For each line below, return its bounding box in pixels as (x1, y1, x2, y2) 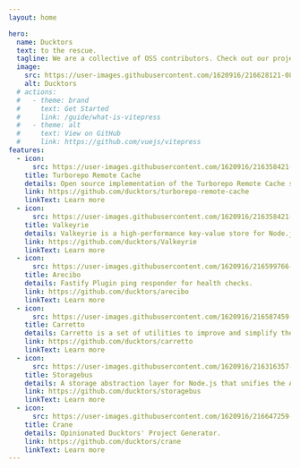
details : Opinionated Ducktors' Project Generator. (24, 429, 221, 438)
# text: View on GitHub (16, 129, 122, 139)
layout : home (8, 13, 57, 22)
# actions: (16, 87, 57, 97)
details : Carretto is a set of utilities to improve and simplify (24, 328, 278, 338)
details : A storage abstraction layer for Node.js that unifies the (24, 379, 286, 387)
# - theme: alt (16, 121, 81, 130)
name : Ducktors (16, 38, 73, 47)
